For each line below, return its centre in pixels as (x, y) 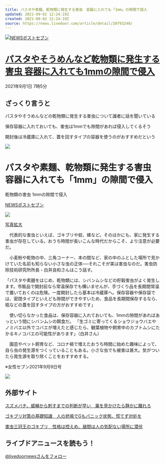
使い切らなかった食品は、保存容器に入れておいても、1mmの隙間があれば (82, 315)
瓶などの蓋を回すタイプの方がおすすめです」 (50, 305)
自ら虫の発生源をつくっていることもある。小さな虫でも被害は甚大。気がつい (82, 350)
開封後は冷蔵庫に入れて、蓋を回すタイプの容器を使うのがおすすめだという (80, 137)
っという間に (18, 321)
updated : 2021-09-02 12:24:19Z (37, 14)
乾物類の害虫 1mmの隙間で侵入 (36, 194)
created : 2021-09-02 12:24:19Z (37, 19)
